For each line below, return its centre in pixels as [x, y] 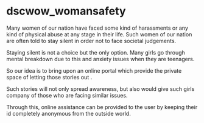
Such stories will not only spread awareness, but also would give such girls [100, 88]
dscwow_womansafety [66, 11]
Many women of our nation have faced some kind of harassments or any [97, 28]
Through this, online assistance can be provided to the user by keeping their [102, 107]
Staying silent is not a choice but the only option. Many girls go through [96, 52]
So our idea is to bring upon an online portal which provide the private [94, 70]
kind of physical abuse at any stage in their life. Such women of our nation [99, 34]
